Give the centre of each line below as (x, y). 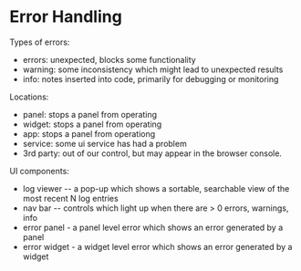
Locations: (29, 97)
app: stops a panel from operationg (89, 133)
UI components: (40, 171)
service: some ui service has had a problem (104, 143)
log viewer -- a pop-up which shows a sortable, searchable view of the (156, 188)
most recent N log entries (70, 198)
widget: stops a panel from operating (92, 124)
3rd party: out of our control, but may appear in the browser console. (152, 153)
